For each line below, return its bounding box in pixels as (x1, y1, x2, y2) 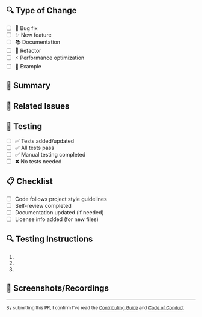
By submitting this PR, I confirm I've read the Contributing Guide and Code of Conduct (6, 304, 185, 311)
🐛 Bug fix (14, 24, 38, 32)
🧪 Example (14, 63, 42, 70)
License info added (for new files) (14, 216, 99, 223)
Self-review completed (14, 202, 72, 209)
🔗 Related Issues (6, 101, 70, 111)
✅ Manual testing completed (14, 151, 86, 158)
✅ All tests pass (14, 144, 55, 151)
